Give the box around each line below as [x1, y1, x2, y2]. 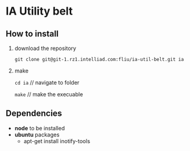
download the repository [14, 44, 77, 52]
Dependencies [5, 108, 62, 119]
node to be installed [14, 124, 65, 132]
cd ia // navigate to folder [14, 79, 80, 86]
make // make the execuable [14, 91, 83, 98]
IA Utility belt [5, 4, 73, 18]
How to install [5, 29, 59, 39]
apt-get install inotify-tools [23, 137, 91, 144]
